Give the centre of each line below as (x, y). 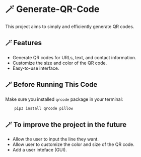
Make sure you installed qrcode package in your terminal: (64, 99)
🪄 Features (23, 43)
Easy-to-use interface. (36, 68)
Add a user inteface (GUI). (40, 150)
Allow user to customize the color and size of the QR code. (74, 144)
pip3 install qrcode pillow (44, 108)
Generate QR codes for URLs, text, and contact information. (74, 57)
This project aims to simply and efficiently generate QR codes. (70, 26)
